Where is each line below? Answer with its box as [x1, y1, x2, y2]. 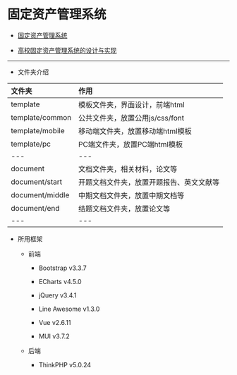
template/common [11, 112, 72, 122]
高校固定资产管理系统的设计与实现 [17, 46, 117, 54]
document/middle [11, 190, 70, 199]
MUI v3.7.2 [38, 332, 70, 340]
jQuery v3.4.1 [38, 290, 77, 300]
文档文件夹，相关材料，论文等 [78, 164, 178, 173]
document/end [11, 203, 60, 213]
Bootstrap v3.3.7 [38, 264, 87, 272]
